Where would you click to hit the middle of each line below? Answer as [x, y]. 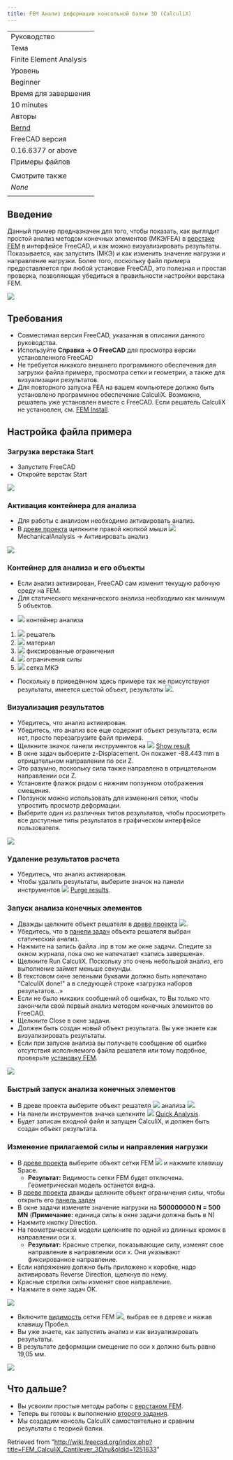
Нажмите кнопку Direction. [57, 1223]
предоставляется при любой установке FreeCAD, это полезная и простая [117, 268]
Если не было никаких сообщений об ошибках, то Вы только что [113, 999]
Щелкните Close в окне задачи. [64, 1021]
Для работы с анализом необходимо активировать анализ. [106, 521]
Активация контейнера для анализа [72, 505]
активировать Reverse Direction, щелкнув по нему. [93, 1275]
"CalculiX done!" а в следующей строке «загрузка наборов [105, 983]
